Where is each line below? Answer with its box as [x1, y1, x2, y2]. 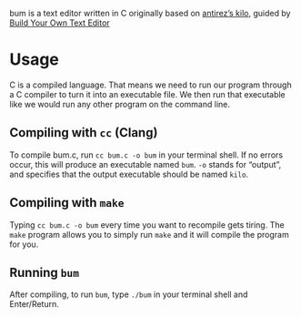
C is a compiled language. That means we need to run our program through [9, 79, 293, 90]
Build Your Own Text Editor [9, 17, 111, 28]
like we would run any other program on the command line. [9, 98, 230, 109]
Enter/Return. [9, 299, 59, 310]
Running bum [9, 264, 80, 281]
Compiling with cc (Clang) [9, 125, 158, 140]
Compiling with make [9, 195, 125, 210]
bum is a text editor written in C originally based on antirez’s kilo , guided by [9, 8, 291, 18]
